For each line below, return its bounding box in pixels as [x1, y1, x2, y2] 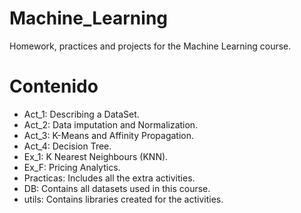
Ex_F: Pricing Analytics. [23, 161, 121, 173]
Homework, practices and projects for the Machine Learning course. [9, 40, 292, 52]
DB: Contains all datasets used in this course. [23, 182, 211, 194]
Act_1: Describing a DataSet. [23, 108, 140, 120]
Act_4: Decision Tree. [23, 140, 112, 152]
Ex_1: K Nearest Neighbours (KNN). [23, 150, 169, 162]
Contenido [9, 75, 99, 98]
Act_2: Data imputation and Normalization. [23, 118, 199, 131]
